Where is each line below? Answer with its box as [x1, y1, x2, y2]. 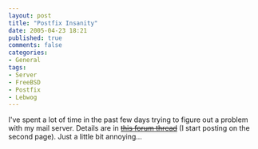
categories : [8, 49, 48, 57]
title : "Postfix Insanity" [8, 19, 98, 27]
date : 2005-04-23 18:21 [8, 26, 88, 34]
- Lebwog [8, 93, 38, 101]
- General [8, 57, 42, 65]
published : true [8, 33, 62, 42]
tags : [8, 64, 26, 72]
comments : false [8, 41, 62, 49]
